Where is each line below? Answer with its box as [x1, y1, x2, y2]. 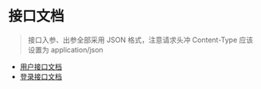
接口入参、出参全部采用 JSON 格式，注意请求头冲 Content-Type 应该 [27, 35, 254, 44]
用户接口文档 [19, 61, 62, 72]
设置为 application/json [27, 44, 103, 54]
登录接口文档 [19, 72, 62, 81]
